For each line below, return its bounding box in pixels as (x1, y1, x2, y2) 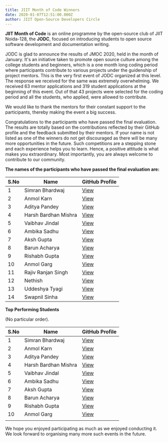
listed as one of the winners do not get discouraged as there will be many (5, 135, 157, 141)
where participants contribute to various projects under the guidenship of (5, 67, 157, 73)
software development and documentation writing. (5, 41, 110, 47)
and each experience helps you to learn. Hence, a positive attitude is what (5, 146, 159, 152)
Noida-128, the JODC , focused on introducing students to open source (5, 36, 152, 42)
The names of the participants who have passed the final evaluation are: (5, 166, 160, 172)
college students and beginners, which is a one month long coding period (5, 62, 158, 68)
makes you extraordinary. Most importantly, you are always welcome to (5, 151, 153, 157)
